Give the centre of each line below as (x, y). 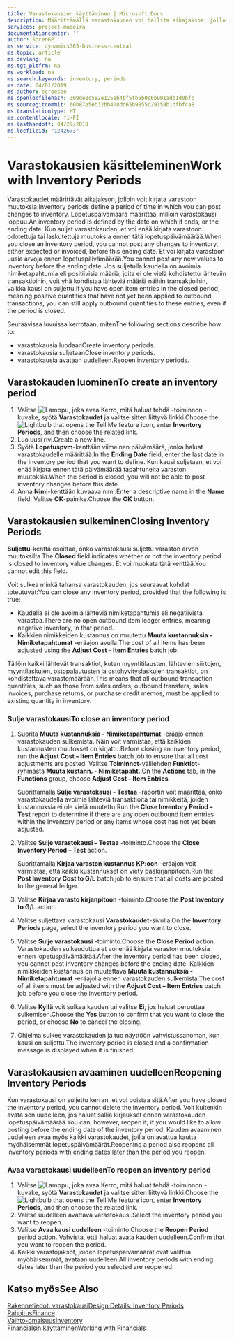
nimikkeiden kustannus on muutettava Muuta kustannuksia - (105, 971)
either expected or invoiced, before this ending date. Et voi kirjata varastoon (116, 252)
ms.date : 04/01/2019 (37, 85)
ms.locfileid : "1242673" (43, 131)
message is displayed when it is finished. (76, 1050)
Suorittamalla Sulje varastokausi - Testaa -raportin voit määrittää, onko (120, 792)
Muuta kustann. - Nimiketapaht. (93, 771)
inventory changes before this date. (68, 484)
